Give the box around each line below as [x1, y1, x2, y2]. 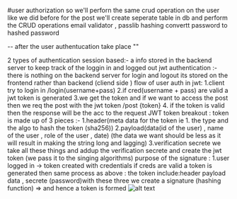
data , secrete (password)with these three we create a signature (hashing [7, 176, 221, 185]
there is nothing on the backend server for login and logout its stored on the [7, 71, 229, 79]
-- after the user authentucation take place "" [7, 42, 139, 50]
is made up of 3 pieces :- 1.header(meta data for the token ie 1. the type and [7, 116, 229, 125]
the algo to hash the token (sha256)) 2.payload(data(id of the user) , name [7, 124, 224, 132]
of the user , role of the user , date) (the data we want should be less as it [7, 131, 221, 140]
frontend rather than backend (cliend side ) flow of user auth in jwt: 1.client [7, 79, 225, 87]
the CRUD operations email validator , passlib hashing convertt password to [7, 21, 228, 29]
